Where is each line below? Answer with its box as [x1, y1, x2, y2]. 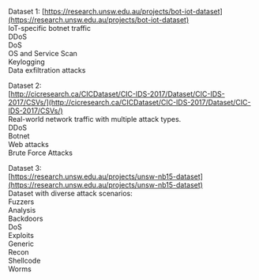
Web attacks [8, 140, 49, 149]
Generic [8, 239, 34, 248]
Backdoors [8, 214, 43, 223]
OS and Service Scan [8, 49, 77, 58]
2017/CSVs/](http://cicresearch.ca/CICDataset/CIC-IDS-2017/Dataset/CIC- [8, 98, 251, 107]
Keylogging [8, 57, 45, 66]
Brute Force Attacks [8, 148, 73, 157]
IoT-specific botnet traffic [8, 24, 91, 32]
